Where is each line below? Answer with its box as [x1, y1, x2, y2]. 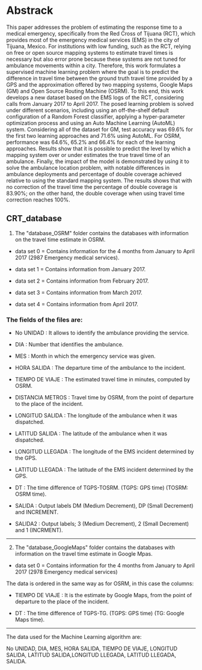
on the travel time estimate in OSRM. [14, 236, 106, 243]
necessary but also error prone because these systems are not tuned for [6, 55, 186, 63]
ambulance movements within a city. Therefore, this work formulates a [6, 61, 181, 69]
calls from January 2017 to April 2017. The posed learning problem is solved [6, 100, 194, 107]
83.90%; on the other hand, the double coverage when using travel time [6, 189, 185, 197]
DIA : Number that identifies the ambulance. [14, 341, 124, 348]
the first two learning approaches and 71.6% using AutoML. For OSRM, [6, 132, 182, 139]
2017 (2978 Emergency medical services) [14, 568, 118, 576]
